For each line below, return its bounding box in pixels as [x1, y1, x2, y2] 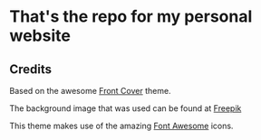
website [9, 25, 71, 46]
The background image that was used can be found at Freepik [9, 103, 242, 114]
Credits [9, 61, 53, 77]
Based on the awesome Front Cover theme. [9, 86, 171, 96]
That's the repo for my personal [9, 6, 253, 27]
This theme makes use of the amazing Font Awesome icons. [9, 120, 234, 131]
